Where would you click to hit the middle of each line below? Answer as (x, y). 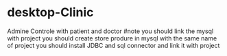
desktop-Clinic (50, 12)
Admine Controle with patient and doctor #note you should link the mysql (110, 31)
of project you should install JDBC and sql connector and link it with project (113, 45)
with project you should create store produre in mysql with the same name (112, 38)
